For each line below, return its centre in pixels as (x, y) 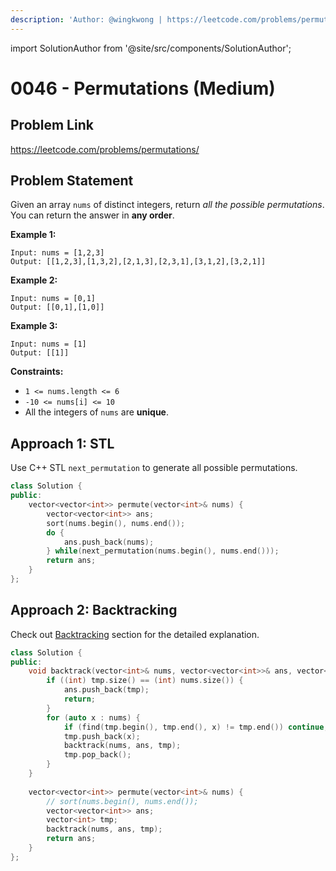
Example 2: (34, 280)
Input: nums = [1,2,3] (57, 253)
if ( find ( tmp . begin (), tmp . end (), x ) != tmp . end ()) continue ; (196, 727)
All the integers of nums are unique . (96, 412)
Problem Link (52, 125)
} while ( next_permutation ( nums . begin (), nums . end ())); (163, 551)
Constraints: (37, 372)
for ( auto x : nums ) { (93, 717)
